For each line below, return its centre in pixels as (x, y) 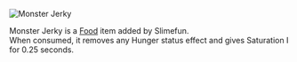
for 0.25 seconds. (41, 50)
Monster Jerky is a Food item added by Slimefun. (99, 31)
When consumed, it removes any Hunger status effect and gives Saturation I (149, 40)
